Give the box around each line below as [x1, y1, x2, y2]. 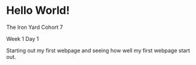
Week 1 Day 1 [6, 35, 39, 42]
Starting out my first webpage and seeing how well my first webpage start [6, 46, 190, 54]
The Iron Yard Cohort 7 [6, 23, 63, 31]
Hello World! [6, 4, 70, 17]
